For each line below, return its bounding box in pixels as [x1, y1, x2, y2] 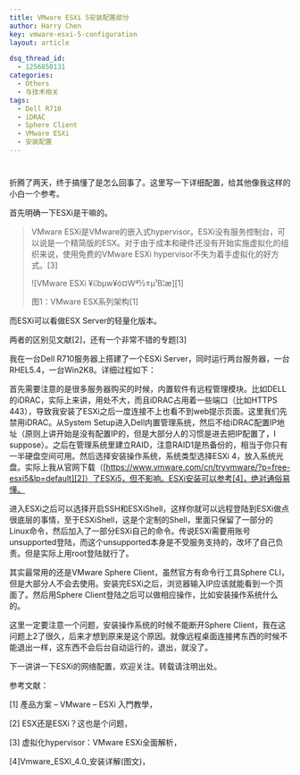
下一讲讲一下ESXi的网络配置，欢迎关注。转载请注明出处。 [9, 661, 222, 672]
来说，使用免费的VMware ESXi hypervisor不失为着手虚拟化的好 [38, 249, 272, 260]
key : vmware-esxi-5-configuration [9, 30, 138, 38]
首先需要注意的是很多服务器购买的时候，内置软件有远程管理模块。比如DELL [9, 384, 287, 395]
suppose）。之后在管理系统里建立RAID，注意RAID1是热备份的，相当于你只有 [9, 439, 288, 450]
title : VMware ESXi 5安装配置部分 [9, 13, 129, 22]
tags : [9, 96, 29, 105]
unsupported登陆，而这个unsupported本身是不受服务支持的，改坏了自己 [9, 537, 276, 548]
